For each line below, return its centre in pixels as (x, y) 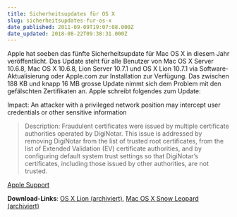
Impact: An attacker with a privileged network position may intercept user (114, 105)
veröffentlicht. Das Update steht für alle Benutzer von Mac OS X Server (110, 61)
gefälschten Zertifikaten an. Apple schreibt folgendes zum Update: (104, 91)
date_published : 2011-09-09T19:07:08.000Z (71, 27)
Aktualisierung (28, 76)
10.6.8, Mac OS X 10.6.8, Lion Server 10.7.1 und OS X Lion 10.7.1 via (103, 69)
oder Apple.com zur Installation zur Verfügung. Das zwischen (140, 76)
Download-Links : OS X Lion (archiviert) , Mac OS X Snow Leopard (103, 199)
